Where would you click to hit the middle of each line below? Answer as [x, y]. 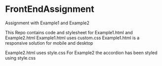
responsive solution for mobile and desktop [49, 43]
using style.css [20, 58]
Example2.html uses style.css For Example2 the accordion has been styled [81, 53]
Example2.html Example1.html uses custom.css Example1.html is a [72, 38]
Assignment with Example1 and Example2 [47, 23]
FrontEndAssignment [50, 9]
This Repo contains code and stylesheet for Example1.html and [69, 32]
